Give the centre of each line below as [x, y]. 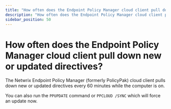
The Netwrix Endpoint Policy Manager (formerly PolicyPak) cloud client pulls [85, 80]
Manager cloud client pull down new [83, 55]
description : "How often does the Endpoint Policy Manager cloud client [84, 15]
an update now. [21, 101]
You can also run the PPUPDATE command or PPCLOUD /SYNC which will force [83, 96]
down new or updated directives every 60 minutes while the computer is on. [85, 86]
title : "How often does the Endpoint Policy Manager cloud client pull [83, 10]
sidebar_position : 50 [28, 19]
